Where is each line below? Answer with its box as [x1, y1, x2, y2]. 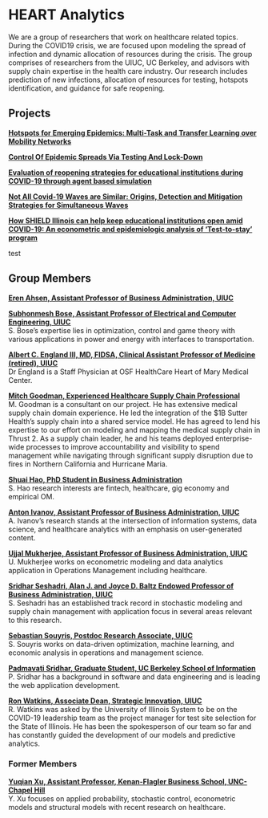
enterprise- [214, 433, 253, 443]
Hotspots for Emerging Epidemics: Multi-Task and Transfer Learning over [8, 128, 258, 137]
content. [8, 532, 36, 543]
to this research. [8, 615, 62, 625]
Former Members [8, 759, 78, 770]
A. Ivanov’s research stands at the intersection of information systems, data [8, 515, 258, 525]
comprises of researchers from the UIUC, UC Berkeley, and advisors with [8, 58, 250, 67]
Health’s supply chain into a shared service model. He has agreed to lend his [8, 416, 261, 426]
